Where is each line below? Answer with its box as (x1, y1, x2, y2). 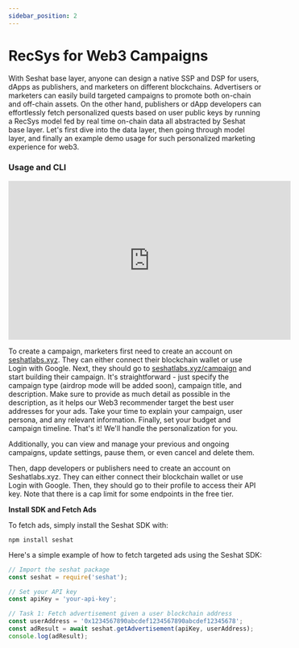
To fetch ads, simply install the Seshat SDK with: (8, 520, 169, 529)
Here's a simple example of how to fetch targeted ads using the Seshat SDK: (8, 550, 263, 559)
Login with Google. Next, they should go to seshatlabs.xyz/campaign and (8, 363, 251, 373)
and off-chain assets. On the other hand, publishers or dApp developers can (8, 98, 262, 109)
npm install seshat (8, 536, 74, 544)
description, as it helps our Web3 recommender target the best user (8, 397, 235, 408)
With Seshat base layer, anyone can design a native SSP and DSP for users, (8, 73, 260, 83)
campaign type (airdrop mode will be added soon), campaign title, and (8, 380, 242, 390)
